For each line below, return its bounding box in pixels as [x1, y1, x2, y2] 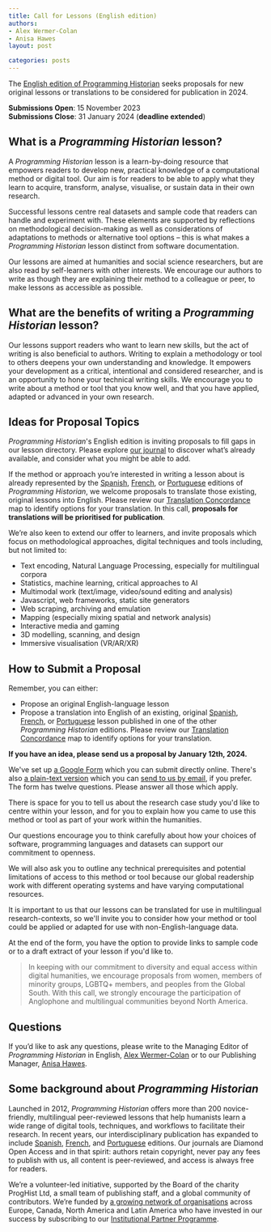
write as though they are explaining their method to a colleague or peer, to [8, 274, 256, 283]
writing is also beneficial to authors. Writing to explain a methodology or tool [8, 349, 263, 359]
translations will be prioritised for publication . [8, 512, 166, 522]
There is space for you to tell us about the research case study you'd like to [8, 798, 260, 808]
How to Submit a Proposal [8, 661, 142, 676]
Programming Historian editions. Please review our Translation [19, 725, 229, 735]
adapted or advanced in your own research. [8, 392, 155, 401]
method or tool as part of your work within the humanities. [8, 815, 202, 825]
